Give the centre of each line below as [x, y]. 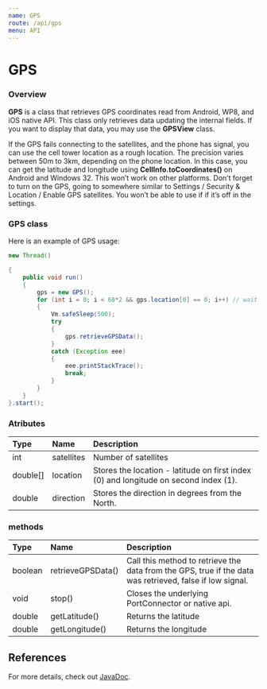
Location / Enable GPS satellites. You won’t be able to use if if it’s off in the [130, 195]
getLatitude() [75, 617]
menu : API [25, 30]
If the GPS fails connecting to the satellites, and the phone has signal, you [129, 144]
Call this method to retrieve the [184, 561]
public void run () [53, 277]
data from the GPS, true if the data [190, 571]
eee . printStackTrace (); [104, 366]
